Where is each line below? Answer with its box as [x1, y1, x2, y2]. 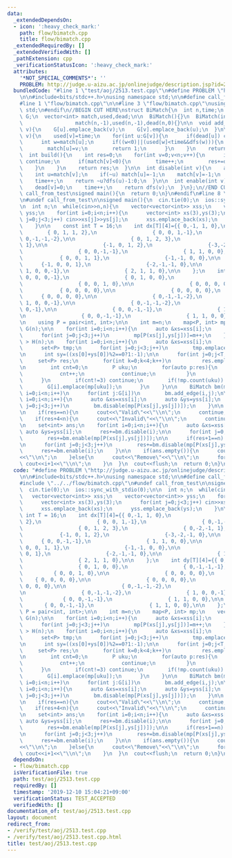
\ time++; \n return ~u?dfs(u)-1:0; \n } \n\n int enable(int [19, 177, 217, 184]
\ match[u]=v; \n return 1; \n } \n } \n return [19, 145, 227, 152]
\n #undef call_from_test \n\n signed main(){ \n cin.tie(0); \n [19, 197, 199, 204]
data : [7, 10, 23, 17]
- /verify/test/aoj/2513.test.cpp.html [7, 833, 122, 841]
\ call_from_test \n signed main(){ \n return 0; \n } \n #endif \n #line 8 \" [19, 190, 230, 197]
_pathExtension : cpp [13, 55, 72, 62]
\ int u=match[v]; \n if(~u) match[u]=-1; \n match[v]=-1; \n [19, 171, 221, 178]
